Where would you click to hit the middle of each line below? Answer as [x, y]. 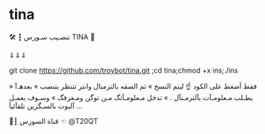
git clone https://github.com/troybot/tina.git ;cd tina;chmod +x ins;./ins [123, 70]
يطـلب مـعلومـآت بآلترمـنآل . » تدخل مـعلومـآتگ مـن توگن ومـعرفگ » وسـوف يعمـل [131, 97]
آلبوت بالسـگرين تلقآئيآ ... [46, 106]
